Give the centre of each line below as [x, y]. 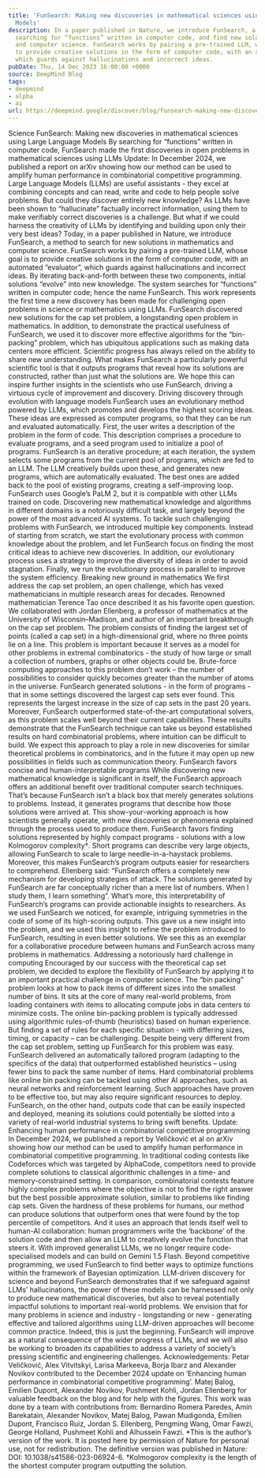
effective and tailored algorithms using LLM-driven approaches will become [131, 1323]
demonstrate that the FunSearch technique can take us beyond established [130, 728]
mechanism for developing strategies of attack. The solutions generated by [130, 879]
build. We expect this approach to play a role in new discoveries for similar [129, 745]
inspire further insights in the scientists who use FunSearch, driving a [121, 384]
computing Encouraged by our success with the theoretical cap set [117, 963]
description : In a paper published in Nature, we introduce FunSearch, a [132, 30]
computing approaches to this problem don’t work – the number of [116, 670]
